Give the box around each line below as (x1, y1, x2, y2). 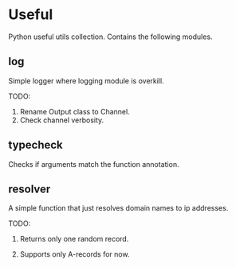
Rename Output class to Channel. (19, 106, 130, 116)
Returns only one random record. (19, 234, 129, 244)
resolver (8, 182, 51, 195)
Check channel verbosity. (19, 115, 104, 125)
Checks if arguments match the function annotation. (8, 159, 179, 168)
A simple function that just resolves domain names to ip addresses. (8, 203, 229, 213)
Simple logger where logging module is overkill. (8, 75, 165, 85)
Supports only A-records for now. (19, 250, 130, 259)
